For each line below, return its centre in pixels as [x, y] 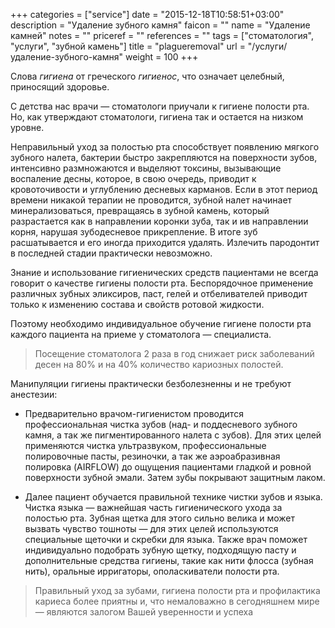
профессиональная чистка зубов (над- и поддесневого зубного [161, 424]
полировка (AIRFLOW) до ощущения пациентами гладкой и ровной [168, 467]
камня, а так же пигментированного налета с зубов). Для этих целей [173, 435]
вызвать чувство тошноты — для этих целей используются [151, 528]
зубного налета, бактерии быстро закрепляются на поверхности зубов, [164, 157]
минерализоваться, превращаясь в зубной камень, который [140, 210]
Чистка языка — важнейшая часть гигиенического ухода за [153, 507]
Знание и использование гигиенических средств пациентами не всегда [164, 272]
